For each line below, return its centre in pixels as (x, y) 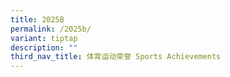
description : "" (44, 47)
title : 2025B (37, 19)
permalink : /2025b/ (51, 29)
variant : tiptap (44, 38)
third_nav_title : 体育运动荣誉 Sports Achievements (116, 57)
